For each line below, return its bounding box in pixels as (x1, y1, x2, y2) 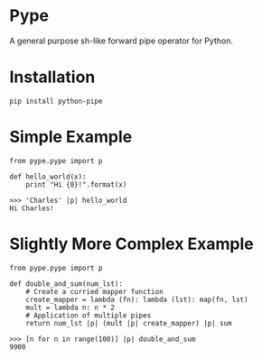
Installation (9, 67, 96, 87)
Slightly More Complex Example (9, 234, 255, 253)
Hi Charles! (9, 204, 54, 213)
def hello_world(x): (9, 172, 88, 181)
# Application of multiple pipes (25, 310, 152, 320)
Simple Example (9, 127, 133, 147)
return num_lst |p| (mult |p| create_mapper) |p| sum (25, 318, 232, 327)
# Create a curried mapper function (25, 287, 164, 296)
